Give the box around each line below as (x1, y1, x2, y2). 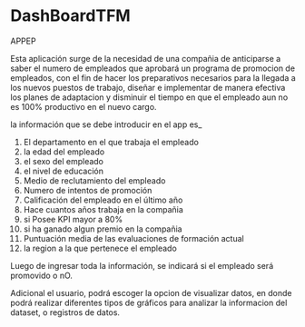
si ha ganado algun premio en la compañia (23, 223, 182, 234)
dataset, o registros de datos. (10, 306, 121, 318)
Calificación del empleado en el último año (23, 194, 183, 205)
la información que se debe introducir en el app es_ (10, 119, 202, 130)
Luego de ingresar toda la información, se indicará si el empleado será (10, 260, 274, 271)
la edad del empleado (23, 146, 105, 157)
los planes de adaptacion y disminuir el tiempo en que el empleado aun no (10, 92, 289, 103)
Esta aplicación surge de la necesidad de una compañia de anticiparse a (10, 53, 281, 64)
